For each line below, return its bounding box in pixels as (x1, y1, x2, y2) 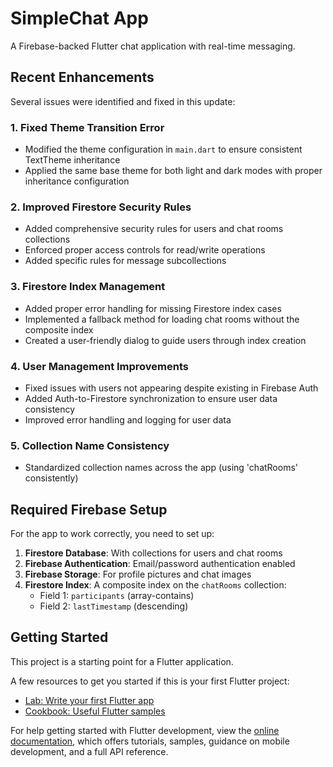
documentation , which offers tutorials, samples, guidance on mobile (10, 735, 290, 747)
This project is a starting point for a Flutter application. (10, 655, 234, 667)
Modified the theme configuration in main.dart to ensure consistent (24, 143, 303, 156)
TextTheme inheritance (24, 154, 121, 166)
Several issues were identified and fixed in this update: (10, 95, 236, 107)
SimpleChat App (10, 7, 149, 30)
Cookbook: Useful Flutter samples (24, 705, 166, 717)
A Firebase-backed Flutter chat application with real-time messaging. (10, 40, 296, 52)
